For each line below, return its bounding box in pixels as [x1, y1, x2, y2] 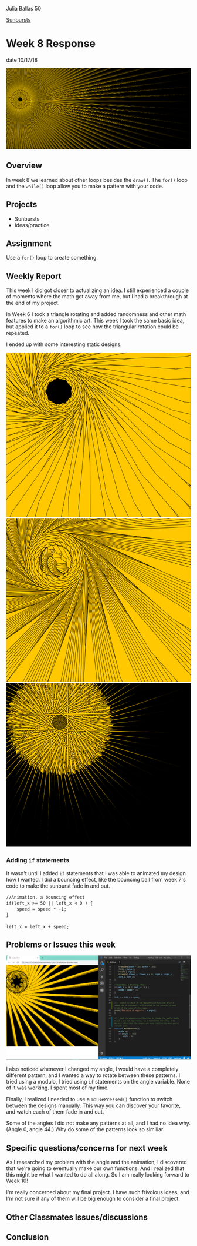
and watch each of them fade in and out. [6, 1108, 104, 1115]
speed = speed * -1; [16, 906, 67, 912]
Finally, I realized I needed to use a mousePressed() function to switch [6, 1096, 173, 1103]
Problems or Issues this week [6, 939, 116, 949]
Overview [6, 161, 43, 171]
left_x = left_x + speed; [6, 923, 69, 929]
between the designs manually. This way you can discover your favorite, [6, 1102, 181, 1109]
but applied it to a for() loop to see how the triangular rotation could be [6, 323, 179, 330]
